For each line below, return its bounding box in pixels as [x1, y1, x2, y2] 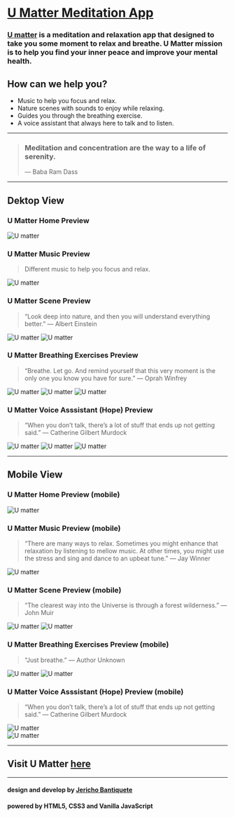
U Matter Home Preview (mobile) [7, 489, 120, 499]
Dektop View [7, 194, 64, 206]
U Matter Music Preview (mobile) [7, 523, 121, 533]
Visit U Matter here [7, 758, 91, 770]
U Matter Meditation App [7, 5, 154, 21]
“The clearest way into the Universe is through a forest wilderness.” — [24, 601, 227, 609]
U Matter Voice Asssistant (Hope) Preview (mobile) [7, 687, 184, 696]
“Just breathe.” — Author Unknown [24, 656, 126, 664]
